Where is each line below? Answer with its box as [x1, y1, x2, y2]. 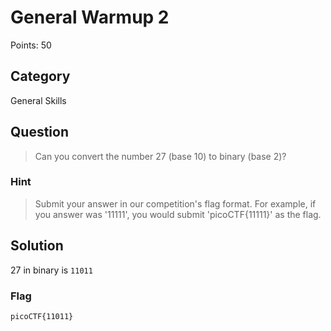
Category [10, 68, 71, 85]
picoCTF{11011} [10, 311, 74, 321]
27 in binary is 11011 [10, 264, 93, 276]
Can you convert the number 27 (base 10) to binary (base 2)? [34, 150, 287, 162]
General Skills [10, 94, 67, 106]
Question [10, 124, 69, 141]
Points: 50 [10, 39, 52, 51]
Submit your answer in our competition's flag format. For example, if [34, 197, 317, 210]
